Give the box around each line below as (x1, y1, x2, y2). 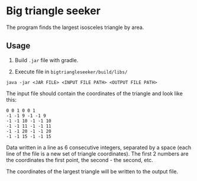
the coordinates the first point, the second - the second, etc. (6, 156, 154, 163)
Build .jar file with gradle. (14, 56, 79, 63)
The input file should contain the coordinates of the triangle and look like (6, 90, 183, 97)
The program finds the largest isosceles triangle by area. (6, 24, 144, 31)
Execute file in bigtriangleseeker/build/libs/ (14, 68, 128, 75)
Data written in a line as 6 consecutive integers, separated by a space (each (6, 144, 191, 151)
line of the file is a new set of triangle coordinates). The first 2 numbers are (6, 150, 189, 157)
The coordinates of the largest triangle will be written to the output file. (6, 167, 179, 175)
